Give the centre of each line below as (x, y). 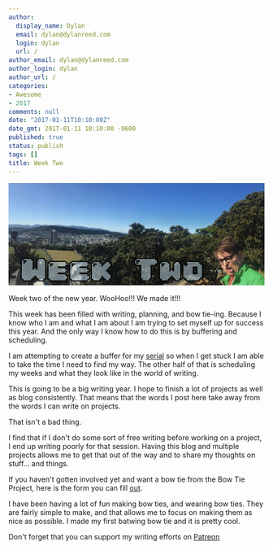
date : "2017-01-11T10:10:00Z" (60, 120)
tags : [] (23, 155)
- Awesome (25, 94)
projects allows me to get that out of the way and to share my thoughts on (132, 455)
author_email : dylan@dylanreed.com (69, 60)
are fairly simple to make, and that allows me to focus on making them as (130, 513)
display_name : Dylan (50, 26)
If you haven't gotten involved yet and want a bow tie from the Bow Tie (127, 479)
